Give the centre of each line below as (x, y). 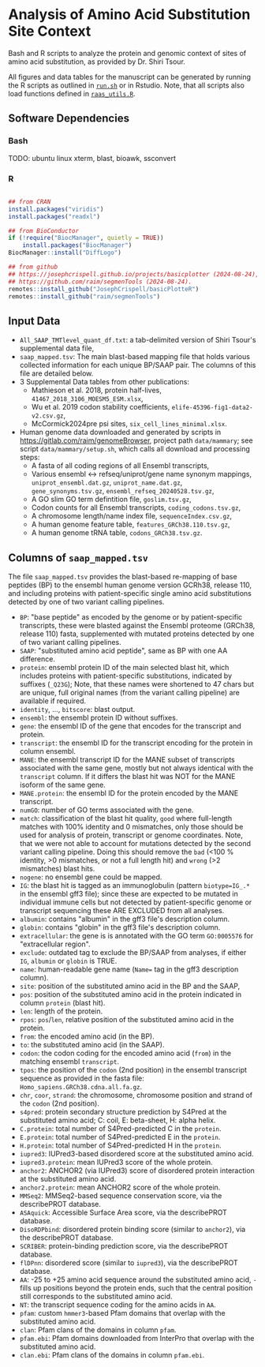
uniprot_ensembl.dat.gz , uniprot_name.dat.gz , (107, 482)
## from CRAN (30, 202)
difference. (37, 659)
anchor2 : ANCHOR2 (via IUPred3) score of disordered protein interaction (137, 1170)
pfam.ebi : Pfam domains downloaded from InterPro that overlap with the (137, 1339)
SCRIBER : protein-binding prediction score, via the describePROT (124, 1246)
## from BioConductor (44, 230)
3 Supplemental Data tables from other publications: (104, 382)
